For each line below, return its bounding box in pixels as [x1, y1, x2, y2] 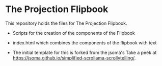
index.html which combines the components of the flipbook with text [12, 39, 157, 46]
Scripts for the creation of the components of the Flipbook [12, 30, 135, 36]
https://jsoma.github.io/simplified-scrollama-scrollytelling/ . [12, 54, 136, 61]
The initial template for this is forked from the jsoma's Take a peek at [12, 49, 157, 55]
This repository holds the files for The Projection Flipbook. [5, 20, 127, 26]
